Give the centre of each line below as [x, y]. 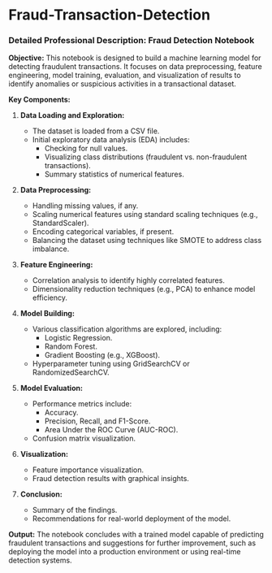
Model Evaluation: [52, 389]
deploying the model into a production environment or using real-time [125, 552]
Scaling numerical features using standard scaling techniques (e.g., [145, 215]
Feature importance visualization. [88, 470]
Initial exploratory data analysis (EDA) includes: [111, 140]
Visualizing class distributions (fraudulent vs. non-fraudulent [146, 157]
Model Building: [47, 314]
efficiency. [50, 297]
